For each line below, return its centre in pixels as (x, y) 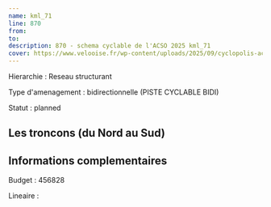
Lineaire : (24, 196)
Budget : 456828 (37, 180)
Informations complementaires (88, 161)
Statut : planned (35, 108)
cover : (19, 53)
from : (17, 31)
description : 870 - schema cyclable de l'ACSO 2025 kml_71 (110, 46)
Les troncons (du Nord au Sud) (87, 133)
